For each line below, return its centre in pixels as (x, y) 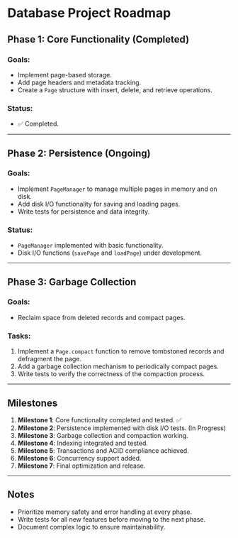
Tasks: (19, 336)
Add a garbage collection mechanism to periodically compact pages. (118, 366)
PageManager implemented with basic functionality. (91, 246)
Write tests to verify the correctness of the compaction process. (111, 374)
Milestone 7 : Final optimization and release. (81, 466)
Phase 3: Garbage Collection (72, 282)
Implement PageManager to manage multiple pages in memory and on (117, 189)
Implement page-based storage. (64, 75)
